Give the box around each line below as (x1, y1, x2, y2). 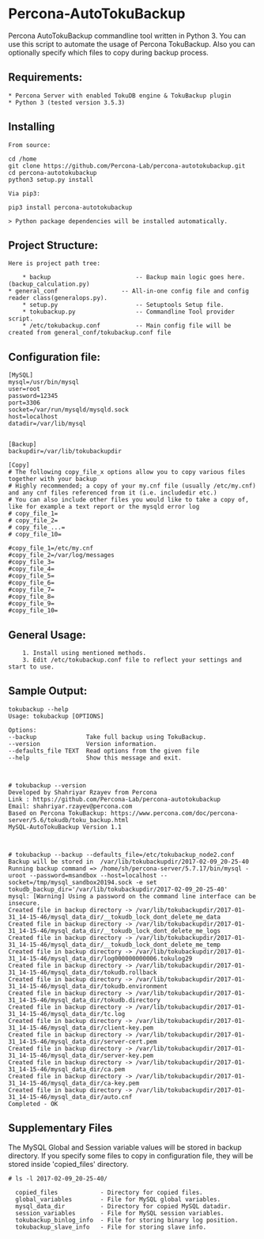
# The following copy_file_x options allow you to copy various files (8, 468, 246, 476)
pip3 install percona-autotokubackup (8, 203, 133, 211)
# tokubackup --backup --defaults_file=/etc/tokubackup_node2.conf (8, 851, 236, 858)
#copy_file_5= (8, 572, 55, 580)
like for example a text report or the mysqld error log (8, 503, 200, 511)
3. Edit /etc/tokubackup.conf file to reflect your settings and (22, 656, 243, 664)
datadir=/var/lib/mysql (8, 420, 87, 428)
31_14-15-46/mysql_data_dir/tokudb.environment (8, 982, 168, 990)
